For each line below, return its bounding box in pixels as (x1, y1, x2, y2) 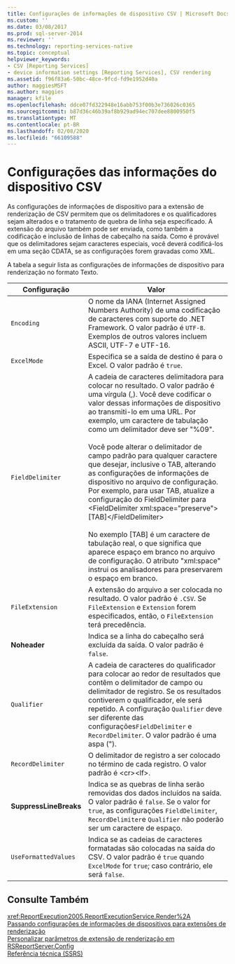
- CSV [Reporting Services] (7, 62, 90, 69)
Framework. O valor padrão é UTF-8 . (88, 323, 206, 333)
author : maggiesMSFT (7, 82, 68, 89)
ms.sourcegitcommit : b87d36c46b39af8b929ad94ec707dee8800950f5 (7, 108, 196, 115)
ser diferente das (88, 713, 145, 723)
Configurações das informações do (7, 164, 218, 180)
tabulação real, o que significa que (88, 538, 201, 548)
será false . (88, 870, 124, 880)
